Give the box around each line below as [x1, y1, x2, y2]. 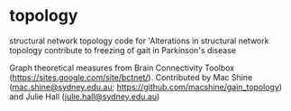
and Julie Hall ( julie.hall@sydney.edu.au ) [9, 91, 160, 102]
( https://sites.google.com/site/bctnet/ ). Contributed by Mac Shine [9, 71, 253, 82]
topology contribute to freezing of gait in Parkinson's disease [9, 44, 237, 55]
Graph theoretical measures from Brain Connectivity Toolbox [9, 62, 235, 73]
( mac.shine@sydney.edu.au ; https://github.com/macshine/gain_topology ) [9, 81, 282, 92]
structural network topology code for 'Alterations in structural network [9, 35, 269, 46]
